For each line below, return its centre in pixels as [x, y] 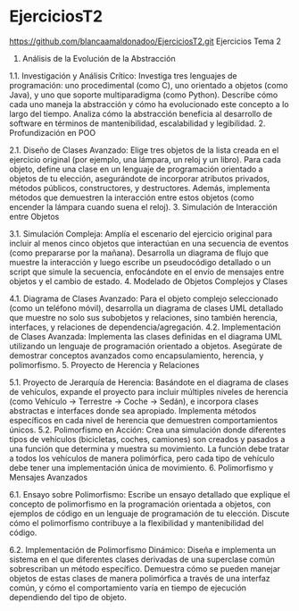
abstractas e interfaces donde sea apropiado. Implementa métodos [133, 410]
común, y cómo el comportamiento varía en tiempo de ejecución [128, 588]
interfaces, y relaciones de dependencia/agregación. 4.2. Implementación [145, 327]
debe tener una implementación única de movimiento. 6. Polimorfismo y [141, 467]
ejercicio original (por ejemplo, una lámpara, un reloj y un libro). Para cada [145, 159]
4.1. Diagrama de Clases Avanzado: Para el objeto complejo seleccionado [144, 298]
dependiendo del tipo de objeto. [68, 597]
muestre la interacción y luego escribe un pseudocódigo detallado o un [140, 262]
